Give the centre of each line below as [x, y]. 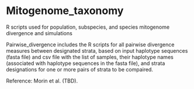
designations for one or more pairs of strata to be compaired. [80, 69]
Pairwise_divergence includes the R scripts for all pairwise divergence [90, 44]
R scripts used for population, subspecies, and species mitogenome [88, 27]
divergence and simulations [39, 33]
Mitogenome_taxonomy [65, 11]
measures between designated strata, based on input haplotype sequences [97, 50]
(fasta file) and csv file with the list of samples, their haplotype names [90, 57]
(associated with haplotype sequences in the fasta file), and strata [86, 63]
